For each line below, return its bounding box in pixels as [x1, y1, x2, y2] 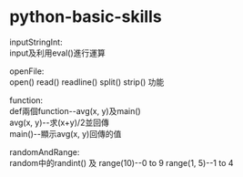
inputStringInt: [9, 36, 63, 47]
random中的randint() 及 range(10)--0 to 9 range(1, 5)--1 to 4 [9, 157, 234, 168]
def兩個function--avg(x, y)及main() [9, 105, 141, 116]
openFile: [9, 66, 45, 77]
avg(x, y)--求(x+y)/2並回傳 [9, 117, 109, 128]
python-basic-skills [9, 6, 162, 27]
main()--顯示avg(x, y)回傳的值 [9, 128, 122, 139]
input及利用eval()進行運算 [9, 47, 106, 58]
